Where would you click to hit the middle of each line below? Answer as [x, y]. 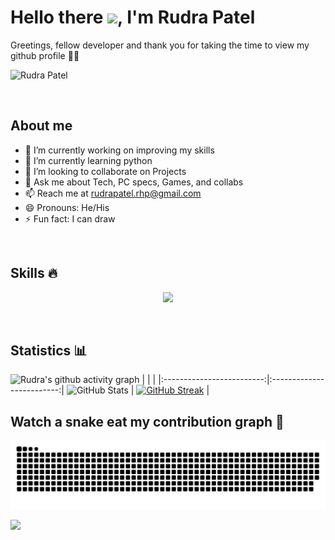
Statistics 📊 [49, 350]
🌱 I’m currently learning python [88, 160]
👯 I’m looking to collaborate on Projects [105, 171]
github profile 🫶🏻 [45, 55]
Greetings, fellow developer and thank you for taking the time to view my [160, 45]
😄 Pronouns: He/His [67, 207]
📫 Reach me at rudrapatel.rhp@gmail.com [113, 193]
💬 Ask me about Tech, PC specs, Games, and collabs [134, 182]
